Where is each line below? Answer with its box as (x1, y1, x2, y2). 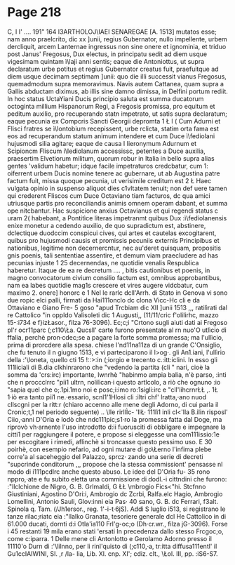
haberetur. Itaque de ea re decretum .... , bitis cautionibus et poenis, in (7, 266, 210, 274)
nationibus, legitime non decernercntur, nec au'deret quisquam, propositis (7, 244, 222, 252)
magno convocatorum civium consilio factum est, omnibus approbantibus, (7, 273, 222, 281)
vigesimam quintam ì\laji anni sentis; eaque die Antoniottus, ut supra (7, 57, 205, 65)
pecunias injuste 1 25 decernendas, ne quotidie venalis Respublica (7, 258, 199, 267)
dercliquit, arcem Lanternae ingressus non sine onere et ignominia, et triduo (7, 42, 227, 51)
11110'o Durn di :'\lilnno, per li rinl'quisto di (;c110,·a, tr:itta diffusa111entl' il (7, 542, 217, 550)
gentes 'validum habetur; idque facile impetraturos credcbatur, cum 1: (7, 161, 208, 170)
